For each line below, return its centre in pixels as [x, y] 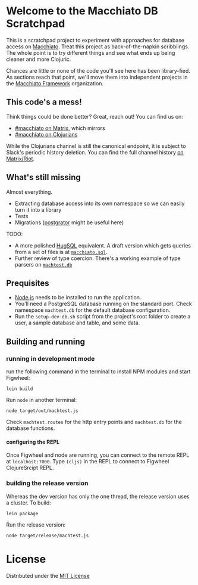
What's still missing [44, 177]
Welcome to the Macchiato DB [82, 11]
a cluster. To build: [29, 503]
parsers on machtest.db [43, 264]
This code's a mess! [44, 102]
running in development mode [51, 358]
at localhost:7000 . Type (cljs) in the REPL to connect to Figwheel [88, 462]
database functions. [31, 428]
